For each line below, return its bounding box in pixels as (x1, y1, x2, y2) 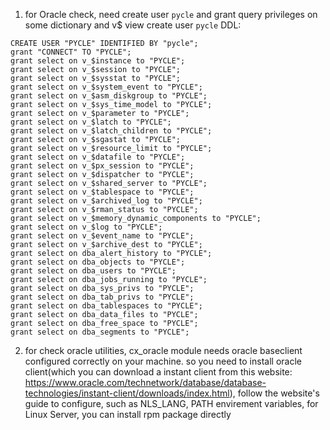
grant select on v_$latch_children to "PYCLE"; (10, 126, 213, 136)
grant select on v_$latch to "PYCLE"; (10, 117, 172, 127)
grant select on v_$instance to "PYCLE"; (10, 56, 186, 66)
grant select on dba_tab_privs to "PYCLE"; (10, 292, 195, 302)
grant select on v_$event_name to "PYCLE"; (10, 231, 195, 241)
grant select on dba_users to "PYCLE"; (10, 266, 177, 276)
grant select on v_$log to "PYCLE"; (10, 222, 163, 232)
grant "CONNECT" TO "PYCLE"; (10, 47, 132, 57)
